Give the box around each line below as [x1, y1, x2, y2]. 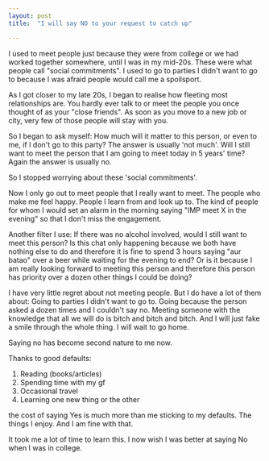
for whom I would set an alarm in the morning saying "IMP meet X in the [8, 205, 247, 214]
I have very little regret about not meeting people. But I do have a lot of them [8, 288, 262, 297]
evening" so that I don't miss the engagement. [8, 214, 162, 223]
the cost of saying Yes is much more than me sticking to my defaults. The [8, 410, 252, 420]
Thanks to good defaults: [8, 353, 92, 363]
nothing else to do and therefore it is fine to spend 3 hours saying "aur [8, 247, 242, 256]
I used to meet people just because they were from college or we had [8, 48, 239, 58]
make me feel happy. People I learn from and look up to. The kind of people [8, 197, 259, 206]
